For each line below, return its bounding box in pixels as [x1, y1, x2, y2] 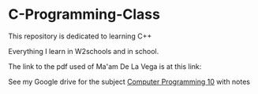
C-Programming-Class [8, 5, 160, 23]
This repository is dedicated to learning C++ [8, 31, 152, 41]
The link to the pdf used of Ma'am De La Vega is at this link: [8, 61, 202, 71]
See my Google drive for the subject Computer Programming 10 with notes [8, 77, 251, 86]
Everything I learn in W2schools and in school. [8, 46, 159, 56]
